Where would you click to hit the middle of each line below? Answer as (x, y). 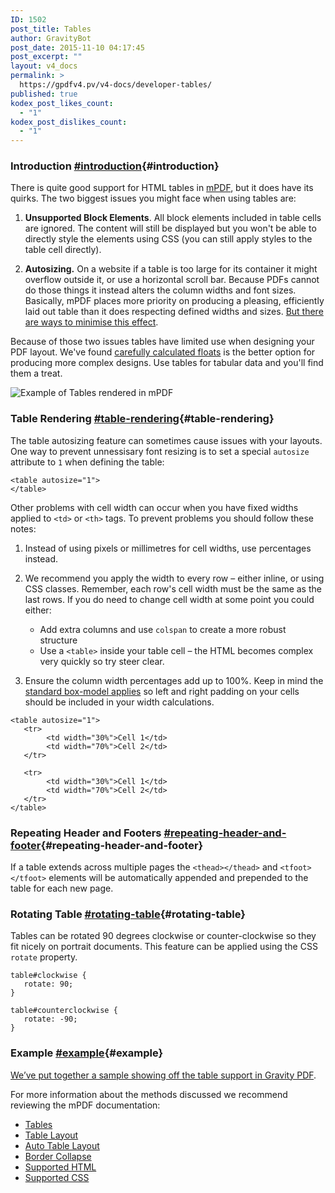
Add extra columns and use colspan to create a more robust (163, 629)
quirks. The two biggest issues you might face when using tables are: (153, 198)
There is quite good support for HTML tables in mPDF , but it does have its (162, 188)
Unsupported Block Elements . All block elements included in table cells (173, 218)
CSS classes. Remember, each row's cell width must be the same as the (173, 588)
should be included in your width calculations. (119, 702)
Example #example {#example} (87, 1053)
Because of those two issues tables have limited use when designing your (162, 342)
